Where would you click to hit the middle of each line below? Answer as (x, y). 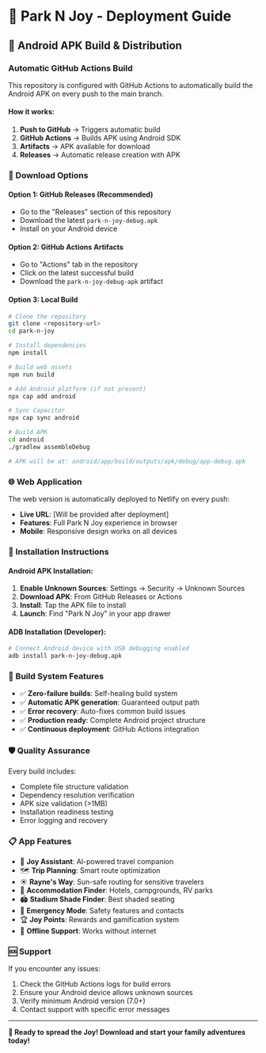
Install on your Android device (68, 229)
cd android (26, 440)
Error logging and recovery (64, 820)
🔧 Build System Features (56, 676)
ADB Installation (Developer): (57, 632)
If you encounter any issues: (55, 969)
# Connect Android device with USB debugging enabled (99, 649)
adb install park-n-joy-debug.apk (65, 656)
